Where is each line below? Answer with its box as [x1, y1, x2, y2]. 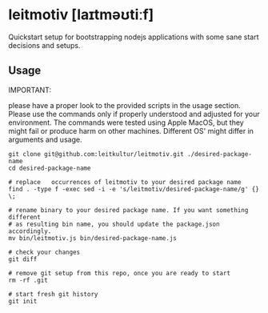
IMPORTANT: [8, 85, 52, 94]
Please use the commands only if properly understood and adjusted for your [8, 109, 260, 118]
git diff [8, 255, 38, 263]
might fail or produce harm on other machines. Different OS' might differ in [8, 126, 254, 135]
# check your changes [8, 248, 81, 256]
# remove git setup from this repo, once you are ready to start [8, 269, 230, 277]
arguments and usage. [8, 134, 82, 144]
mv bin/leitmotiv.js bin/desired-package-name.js [8, 234, 178, 242]
